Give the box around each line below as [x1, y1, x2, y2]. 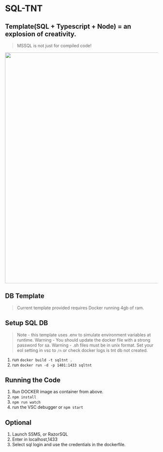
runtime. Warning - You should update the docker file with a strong [16, 337, 150, 343]
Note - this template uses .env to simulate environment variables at [16, 331, 151, 338]
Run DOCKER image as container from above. [12, 389, 103, 395]
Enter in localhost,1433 [12, 436, 58, 442]
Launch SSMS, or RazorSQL [12, 431, 68, 437]
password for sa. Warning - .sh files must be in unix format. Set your [16, 342, 154, 348]
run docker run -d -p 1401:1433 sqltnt [12, 362, 92, 367]
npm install [12, 395, 36, 400]
